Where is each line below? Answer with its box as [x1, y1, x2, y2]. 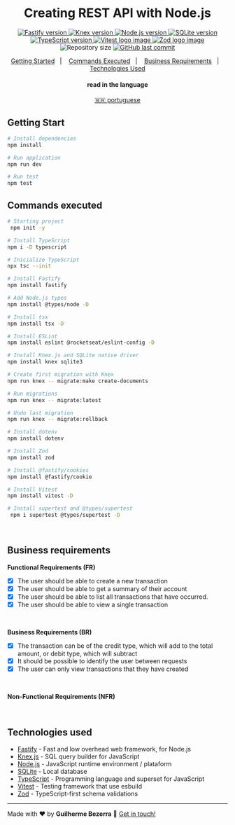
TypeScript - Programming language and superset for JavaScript [17, 775, 205, 783]
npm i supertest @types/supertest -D [10, 512, 120, 519]
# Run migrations [7, 390, 58, 397]
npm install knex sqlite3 [7, 359, 83, 366]
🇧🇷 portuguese [94, 96, 141, 104]
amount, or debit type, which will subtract [17, 649, 138, 658]
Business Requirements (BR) [7, 628, 92, 637]
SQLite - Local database [17, 768, 87, 776]
